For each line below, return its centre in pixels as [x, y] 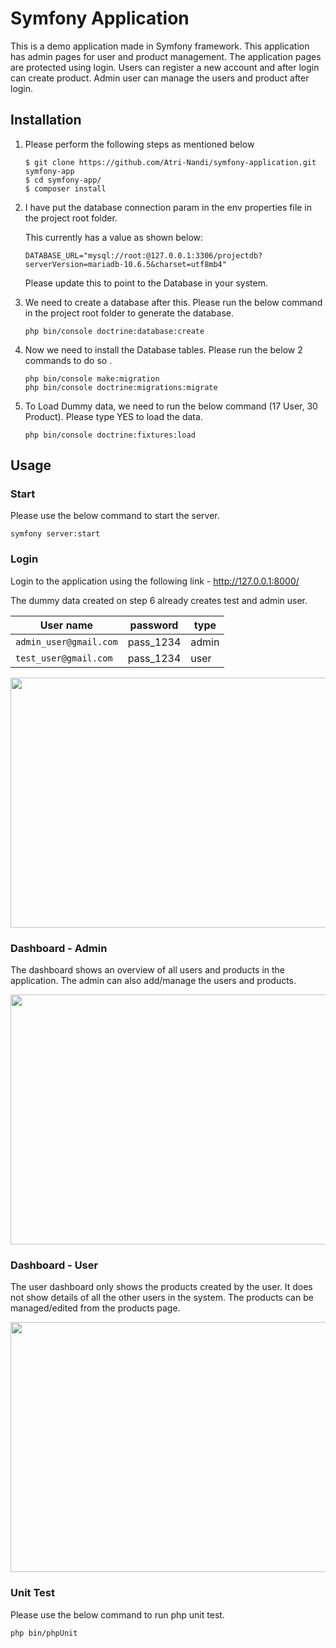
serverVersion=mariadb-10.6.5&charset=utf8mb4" [125, 264]
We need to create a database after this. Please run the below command [173, 302]
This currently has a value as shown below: [114, 237]
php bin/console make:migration [92, 378]
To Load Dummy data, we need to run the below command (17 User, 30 [171, 406]
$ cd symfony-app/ [63, 180]
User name [66, 625]
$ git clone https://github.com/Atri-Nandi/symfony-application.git [170, 162]
